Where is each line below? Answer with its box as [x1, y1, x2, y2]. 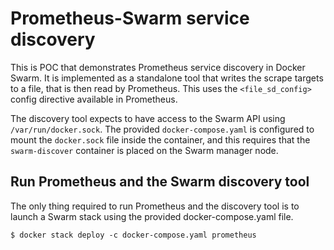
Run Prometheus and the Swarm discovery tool [10, 173, 310, 191]
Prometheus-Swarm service [10, 7, 250, 30]
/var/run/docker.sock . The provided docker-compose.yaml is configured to [10, 123, 315, 135]
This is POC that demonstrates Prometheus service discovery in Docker [10, 61, 306, 73]
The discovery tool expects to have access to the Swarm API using [10, 112, 286, 124]
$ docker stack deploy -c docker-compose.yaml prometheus [10, 230, 257, 240]
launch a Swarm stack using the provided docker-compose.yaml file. [10, 210, 294, 222]
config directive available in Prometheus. [10, 93, 178, 105]
